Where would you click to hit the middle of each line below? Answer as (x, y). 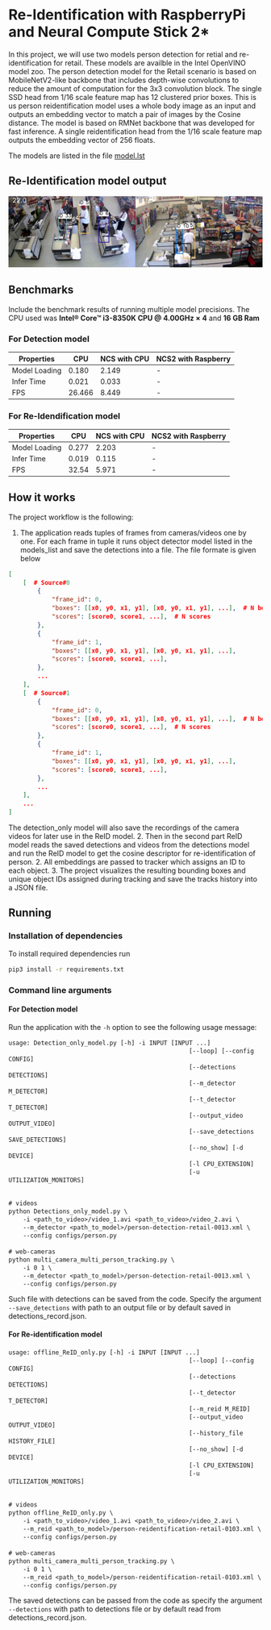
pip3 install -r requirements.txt (67, 969)
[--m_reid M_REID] (219, 1409)
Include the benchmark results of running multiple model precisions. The (129, 309)
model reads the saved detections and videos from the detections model (129, 845)
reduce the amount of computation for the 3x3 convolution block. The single (135, 88)
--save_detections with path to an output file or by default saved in (120, 1307)
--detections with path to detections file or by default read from (115, 1609)
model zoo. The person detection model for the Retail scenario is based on (132, 71)
